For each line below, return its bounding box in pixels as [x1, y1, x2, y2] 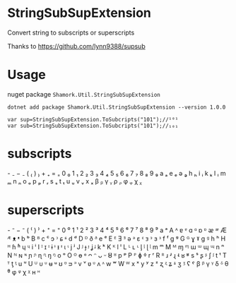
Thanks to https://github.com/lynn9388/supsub [7, 42, 146, 50]
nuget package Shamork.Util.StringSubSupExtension [7, 90, 161, 98]
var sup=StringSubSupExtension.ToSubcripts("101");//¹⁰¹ [7, 116, 179, 123]
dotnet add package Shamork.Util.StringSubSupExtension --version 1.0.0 [7, 104, 226, 111]
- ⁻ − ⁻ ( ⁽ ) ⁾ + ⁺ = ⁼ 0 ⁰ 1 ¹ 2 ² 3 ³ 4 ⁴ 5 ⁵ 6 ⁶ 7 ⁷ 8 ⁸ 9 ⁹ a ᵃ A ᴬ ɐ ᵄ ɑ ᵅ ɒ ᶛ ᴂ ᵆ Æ [7, 226, 228, 234]
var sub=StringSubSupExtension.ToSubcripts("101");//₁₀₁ [7, 122, 179, 129]
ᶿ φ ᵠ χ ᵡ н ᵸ [7, 267, 40, 276]
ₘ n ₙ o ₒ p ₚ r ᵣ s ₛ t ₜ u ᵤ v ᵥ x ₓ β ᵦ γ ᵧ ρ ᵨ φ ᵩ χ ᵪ [7, 176, 143, 185]
